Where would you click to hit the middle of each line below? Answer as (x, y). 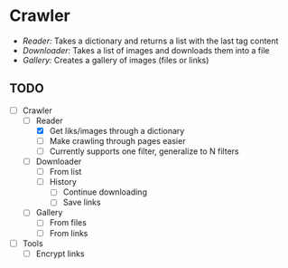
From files (68, 223)
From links (69, 233)
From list (65, 172)
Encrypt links (60, 254)
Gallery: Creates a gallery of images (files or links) (116, 60)
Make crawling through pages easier (117, 140)
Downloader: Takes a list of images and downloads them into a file (146, 50)
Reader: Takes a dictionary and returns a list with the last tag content (150, 41)
